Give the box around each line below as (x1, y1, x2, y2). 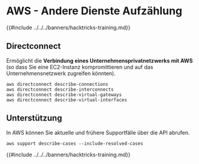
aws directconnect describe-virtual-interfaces (6, 97, 128, 103)
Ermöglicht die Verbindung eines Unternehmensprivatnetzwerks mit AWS (6, 57, 193, 64)
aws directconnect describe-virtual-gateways (6, 91, 122, 98)
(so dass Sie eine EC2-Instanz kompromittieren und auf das (6, 63, 153, 70)
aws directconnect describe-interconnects (6, 86, 114, 92)
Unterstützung (6, 113, 62, 123)
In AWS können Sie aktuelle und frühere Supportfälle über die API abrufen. (6, 129, 190, 136)
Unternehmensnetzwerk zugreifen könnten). (6, 70, 116, 77)
